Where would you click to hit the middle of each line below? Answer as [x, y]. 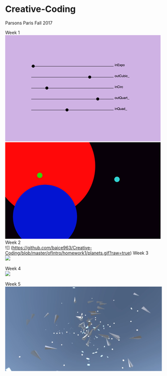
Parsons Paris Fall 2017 [29, 23]
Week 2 [13, 242]
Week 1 [12, 32]
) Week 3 [139, 253]
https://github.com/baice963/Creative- [52, 247]
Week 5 [13, 284]
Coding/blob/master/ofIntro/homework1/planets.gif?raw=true [68, 253]
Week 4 [13, 268]
